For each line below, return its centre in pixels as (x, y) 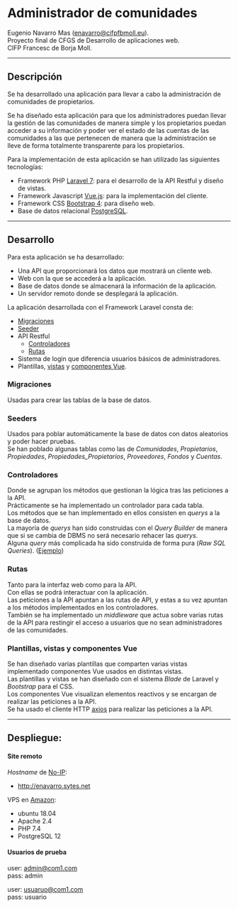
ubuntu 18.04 (37, 813)
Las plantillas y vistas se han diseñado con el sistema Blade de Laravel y (113, 679)
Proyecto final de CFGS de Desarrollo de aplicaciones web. (93, 40)
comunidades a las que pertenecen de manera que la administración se (112, 138)
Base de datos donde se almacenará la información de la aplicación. (117, 286)
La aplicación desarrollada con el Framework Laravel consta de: (100, 307)
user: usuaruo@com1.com (45, 889)
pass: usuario (27, 897)
